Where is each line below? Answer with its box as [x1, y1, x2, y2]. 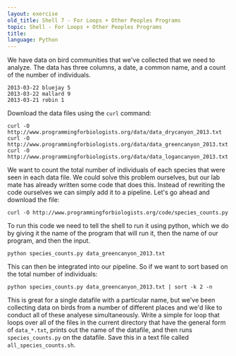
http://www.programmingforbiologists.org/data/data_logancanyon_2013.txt [7, 153, 229, 160]
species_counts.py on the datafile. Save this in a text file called [7, 333, 189, 342]
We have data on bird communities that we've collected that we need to [7, 56, 216, 64]
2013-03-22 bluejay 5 [7, 84, 71, 91]
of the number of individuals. [7, 71, 92, 80]
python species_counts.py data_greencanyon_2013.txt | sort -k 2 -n [7, 284, 213, 291]
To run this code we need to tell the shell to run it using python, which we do [7, 222, 229, 230]
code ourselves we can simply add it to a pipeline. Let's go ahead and [7, 188, 210, 197]
